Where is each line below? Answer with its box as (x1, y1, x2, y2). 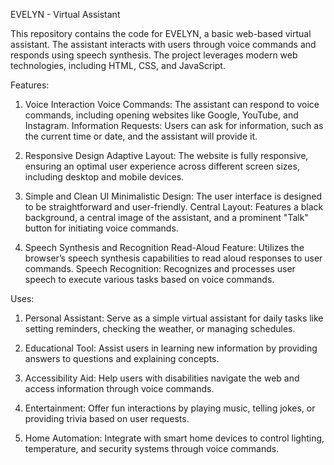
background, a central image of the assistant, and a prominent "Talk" (24, 212, 309, 223)
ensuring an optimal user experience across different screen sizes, (24, 160, 300, 172)
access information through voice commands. (24, 383, 215, 394)
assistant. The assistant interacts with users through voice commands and (10, 39, 317, 50)
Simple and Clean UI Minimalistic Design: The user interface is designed (24, 190, 322, 202)
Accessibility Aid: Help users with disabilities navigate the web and (24, 372, 300, 384)
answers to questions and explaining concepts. (24, 353, 220, 364)
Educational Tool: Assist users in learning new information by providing (24, 342, 318, 354)
